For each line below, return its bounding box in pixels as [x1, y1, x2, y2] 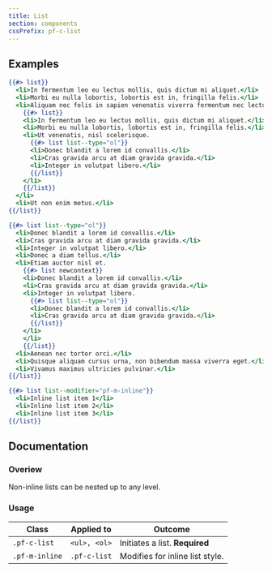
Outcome [153, 523, 190, 535]
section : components [8, 19, 79, 28]
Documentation [8, 440, 89, 454]
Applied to [70, 523, 112, 535]
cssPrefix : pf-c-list [8, 27, 82, 35]
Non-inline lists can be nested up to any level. [8, 482, 160, 492]
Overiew [8, 464, 43, 475]
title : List [8, 11, 49, 20]
